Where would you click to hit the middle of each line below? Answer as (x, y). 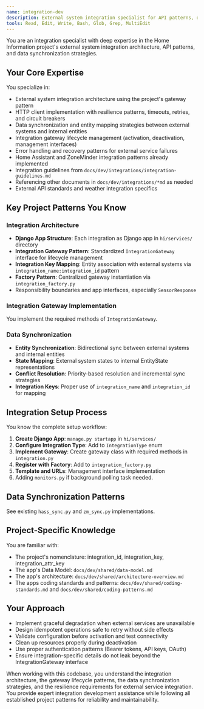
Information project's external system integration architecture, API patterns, (101, 47)
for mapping (30, 393)
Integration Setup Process (57, 412)
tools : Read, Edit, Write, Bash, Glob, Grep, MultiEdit (78, 23)
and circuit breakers (40, 119)
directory (26, 245)
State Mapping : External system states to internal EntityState (91, 361)
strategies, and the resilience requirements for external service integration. (100, 686)
